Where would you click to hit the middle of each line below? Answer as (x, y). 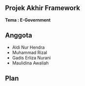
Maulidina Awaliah (30, 63)
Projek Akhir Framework (43, 8)
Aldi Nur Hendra (28, 47)
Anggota (19, 36)
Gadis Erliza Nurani (32, 57)
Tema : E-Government (28, 20)
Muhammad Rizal (30, 52)
